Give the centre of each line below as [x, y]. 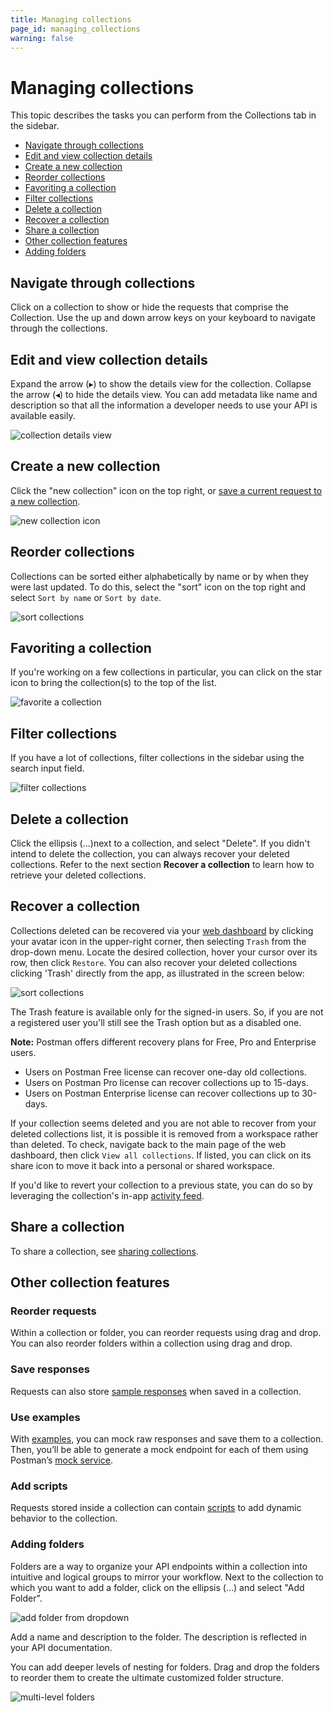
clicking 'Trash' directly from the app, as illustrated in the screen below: [157, 973]
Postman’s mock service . [62, 1460]
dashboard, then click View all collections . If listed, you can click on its [161, 1155]
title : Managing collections [71, 19]
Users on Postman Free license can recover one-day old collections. [165, 1072]
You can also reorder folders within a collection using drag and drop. [151, 1343]
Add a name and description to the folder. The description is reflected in [159, 1637]
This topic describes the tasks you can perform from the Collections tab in [163, 115]
